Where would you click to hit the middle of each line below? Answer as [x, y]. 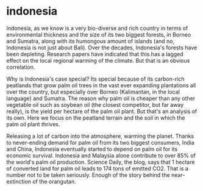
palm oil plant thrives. [33, 124]
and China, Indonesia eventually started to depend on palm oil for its [92, 149]
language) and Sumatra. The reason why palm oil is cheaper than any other [101, 98]
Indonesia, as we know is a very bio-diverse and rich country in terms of [97, 28]
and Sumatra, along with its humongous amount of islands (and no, [91, 41]
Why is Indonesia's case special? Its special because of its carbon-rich [95, 79]
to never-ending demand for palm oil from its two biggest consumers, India [101, 142]
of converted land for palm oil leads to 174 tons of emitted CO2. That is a [98, 168]
